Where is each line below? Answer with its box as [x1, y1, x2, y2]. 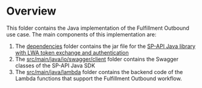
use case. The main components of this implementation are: [6, 30, 157, 38]
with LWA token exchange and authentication [15, 49, 129, 56]
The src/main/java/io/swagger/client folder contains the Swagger [15, 55, 179, 63]
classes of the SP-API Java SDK [15, 62, 96, 69]
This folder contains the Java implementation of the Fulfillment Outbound [6, 24, 190, 32]
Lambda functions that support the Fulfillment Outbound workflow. [15, 75, 183, 82]
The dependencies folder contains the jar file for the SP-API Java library [15, 42, 196, 50]
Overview [6, 4, 57, 18]
